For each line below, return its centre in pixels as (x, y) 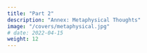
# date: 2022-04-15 (35, 33)
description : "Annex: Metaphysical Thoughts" (74, 20)
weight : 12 (23, 39)
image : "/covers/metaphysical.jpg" (59, 26)
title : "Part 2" (31, 13)
